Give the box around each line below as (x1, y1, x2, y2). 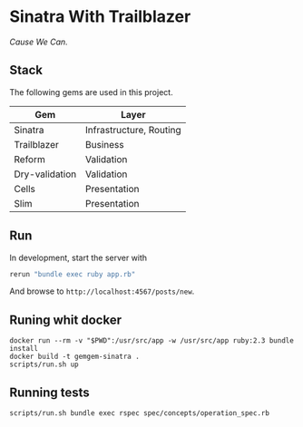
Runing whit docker (9, 312, 122, 327)
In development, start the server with (9, 252, 148, 263)
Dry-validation (14, 168, 77, 180)
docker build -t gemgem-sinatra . (9, 352, 141, 362)
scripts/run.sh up (9, 360, 79, 369)
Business (84, 138, 124, 150)
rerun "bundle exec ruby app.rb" (9, 269, 136, 278)
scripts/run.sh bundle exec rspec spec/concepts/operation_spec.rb (9, 409, 270, 418)
